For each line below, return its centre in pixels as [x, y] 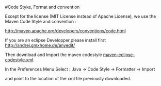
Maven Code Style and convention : [41, 21]
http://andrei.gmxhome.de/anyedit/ [40, 45]
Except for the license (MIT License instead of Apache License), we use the [80, 16]
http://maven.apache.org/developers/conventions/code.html [65, 31]
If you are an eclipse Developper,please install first [56, 40]
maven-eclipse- [119, 55]
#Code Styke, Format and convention [42, 7]
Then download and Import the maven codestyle [54, 55]
